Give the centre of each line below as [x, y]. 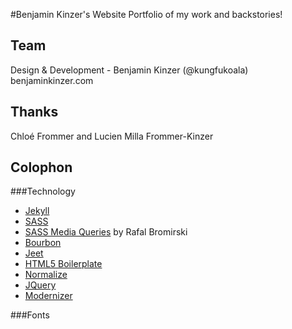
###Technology [43, 191]
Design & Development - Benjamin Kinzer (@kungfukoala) [129, 70]
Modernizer [48, 296]
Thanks [34, 112]
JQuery [40, 285]
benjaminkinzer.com [52, 80]
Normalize [46, 275]
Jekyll [37, 211]
